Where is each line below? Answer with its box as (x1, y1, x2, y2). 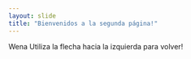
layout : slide (8, 11, 57, 20)
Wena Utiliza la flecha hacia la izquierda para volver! (8, 41, 184, 51)
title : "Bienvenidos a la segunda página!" (8, 19, 158, 27)
